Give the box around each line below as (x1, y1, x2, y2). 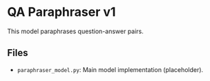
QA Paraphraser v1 (7, 4, 116, 20)
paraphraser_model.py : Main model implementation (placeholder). (17, 65, 204, 73)
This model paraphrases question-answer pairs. (7, 27, 144, 35)
